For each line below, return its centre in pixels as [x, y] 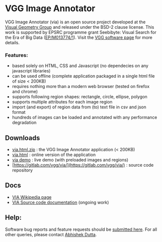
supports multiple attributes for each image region [62, 102]
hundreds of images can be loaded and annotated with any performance [85, 118]
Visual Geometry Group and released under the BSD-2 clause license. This [80, 27]
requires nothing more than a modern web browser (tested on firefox [81, 86]
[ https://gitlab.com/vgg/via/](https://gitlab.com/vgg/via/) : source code [83, 165]
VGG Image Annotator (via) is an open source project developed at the [75, 22]
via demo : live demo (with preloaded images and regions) [70, 160]
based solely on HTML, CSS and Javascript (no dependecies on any [80, 66]
